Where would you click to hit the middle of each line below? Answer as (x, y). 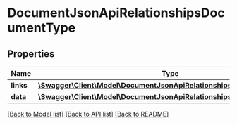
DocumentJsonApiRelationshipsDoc (116, 13)
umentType (42, 28)
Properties (31, 54)
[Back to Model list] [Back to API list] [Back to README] (88, 114)
